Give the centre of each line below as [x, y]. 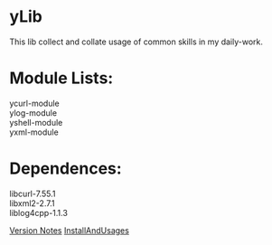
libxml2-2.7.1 [32, 203]
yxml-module [34, 132]
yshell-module [36, 122]
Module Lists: [61, 78]
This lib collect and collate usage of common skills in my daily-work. [136, 42]
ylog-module [33, 113]
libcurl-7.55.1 [33, 193]
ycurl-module [35, 103]
